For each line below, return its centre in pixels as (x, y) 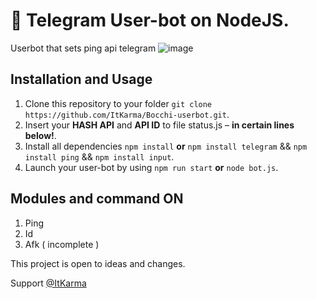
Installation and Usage (81, 79)
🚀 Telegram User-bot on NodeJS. (150, 20)
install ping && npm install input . (99, 156)
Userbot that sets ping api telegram (83, 48)
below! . (40, 135)
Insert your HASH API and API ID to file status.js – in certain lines (159, 125)
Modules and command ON (97, 199)
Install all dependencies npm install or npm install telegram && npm (166, 146)
